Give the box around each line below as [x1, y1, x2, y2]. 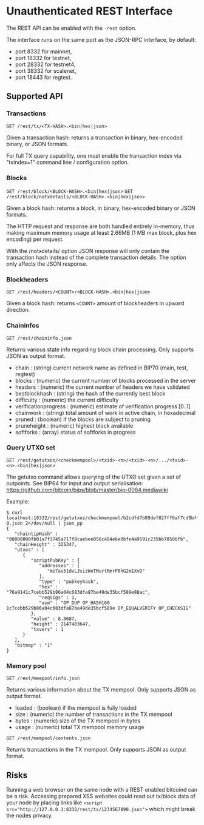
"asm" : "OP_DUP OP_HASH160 [38, 599, 110, 606]
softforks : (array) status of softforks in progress [15, 428, 136, 436]
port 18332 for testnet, [15, 54, 72, 61]
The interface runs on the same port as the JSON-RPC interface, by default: [6, 36, 196, 43]
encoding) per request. [6, 235, 64, 243]
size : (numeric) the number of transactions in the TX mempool [15, 711, 172, 718]
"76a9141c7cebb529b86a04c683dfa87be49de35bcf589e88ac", [6, 589, 151, 595]
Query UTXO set [6, 443, 56, 452]
